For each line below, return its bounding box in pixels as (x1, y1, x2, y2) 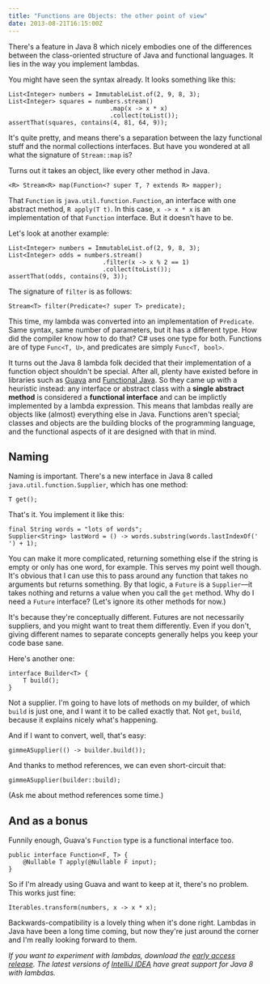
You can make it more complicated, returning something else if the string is (8, 553, 259, 563)
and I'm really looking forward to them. (8, 935, 137, 945)
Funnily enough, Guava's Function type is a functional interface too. (8, 835, 234, 846)
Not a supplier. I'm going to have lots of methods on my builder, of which (8, 698, 251, 708)
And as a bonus (8, 814, 89, 828)
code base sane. (8, 638, 64, 648)
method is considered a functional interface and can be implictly (8, 392, 227, 401)
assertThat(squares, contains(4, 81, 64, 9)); (8, 118, 168, 126)
